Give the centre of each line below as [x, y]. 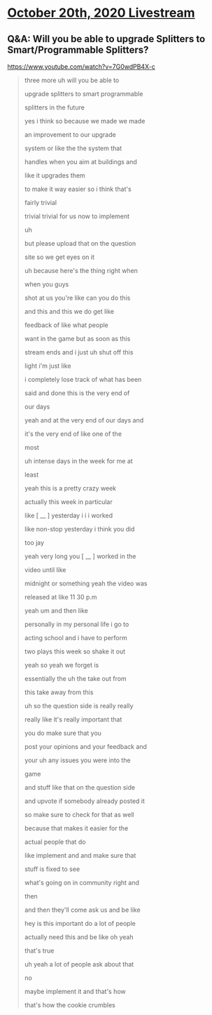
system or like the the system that [73, 148]
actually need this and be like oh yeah [79, 937]
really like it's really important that [73, 719]
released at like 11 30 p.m [61, 597]
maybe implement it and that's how [75, 991]
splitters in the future [55, 107]
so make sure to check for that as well [79, 815]
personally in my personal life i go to [77, 624]
